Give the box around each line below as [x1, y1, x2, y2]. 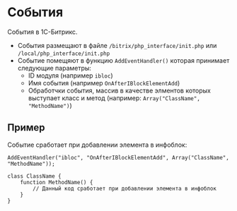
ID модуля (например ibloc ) [28, 71, 113, 80]
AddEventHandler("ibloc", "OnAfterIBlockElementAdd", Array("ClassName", [7, 154, 230, 161]
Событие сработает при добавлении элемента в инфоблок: [7, 140, 187, 149]
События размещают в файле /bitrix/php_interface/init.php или [17, 41, 217, 49]
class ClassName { [7, 172, 62, 180]
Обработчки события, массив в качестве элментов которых [28, 86, 211, 95]
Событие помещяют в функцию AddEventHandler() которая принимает [17, 56, 230, 64]
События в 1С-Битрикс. [7, 28, 78, 36]
